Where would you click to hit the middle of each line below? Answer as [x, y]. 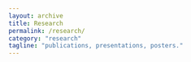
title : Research [36, 23]
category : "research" [45, 38]
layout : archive [36, 16]
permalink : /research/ [47, 31]
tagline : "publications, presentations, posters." [96, 46]
